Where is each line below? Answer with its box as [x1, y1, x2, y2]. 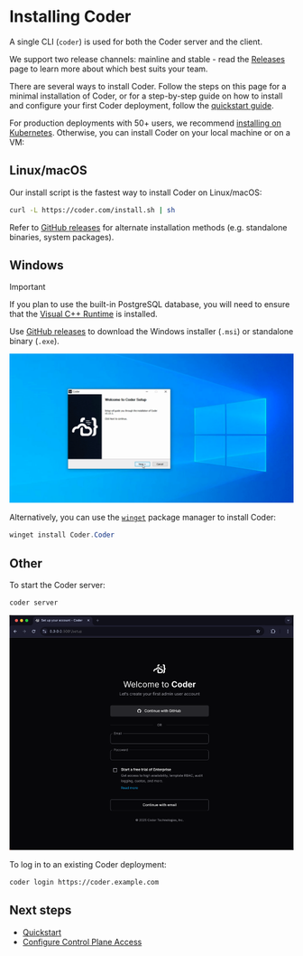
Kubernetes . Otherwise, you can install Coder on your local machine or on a [9, 127, 291, 137]
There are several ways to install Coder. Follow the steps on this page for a [9, 80, 287, 91]
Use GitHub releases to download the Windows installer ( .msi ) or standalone [9, 326, 294, 337]
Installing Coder [9, 6, 132, 27]
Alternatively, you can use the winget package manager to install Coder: [9, 512, 277, 523]
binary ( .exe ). [9, 336, 60, 347]
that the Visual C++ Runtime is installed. [9, 309, 158, 320]
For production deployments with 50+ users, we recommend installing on [9, 117, 281, 128]
